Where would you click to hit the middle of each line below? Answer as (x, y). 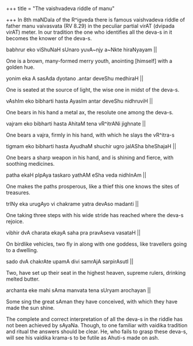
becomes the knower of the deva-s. (49, 38)
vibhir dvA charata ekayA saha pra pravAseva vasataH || (73, 233)
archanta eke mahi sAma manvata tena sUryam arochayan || (78, 290)
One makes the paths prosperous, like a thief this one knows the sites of (93, 186)
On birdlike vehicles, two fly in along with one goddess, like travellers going (96, 244)
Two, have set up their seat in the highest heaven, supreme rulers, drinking (96, 273)
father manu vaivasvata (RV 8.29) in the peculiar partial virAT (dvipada (90, 26)
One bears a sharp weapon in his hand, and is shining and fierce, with (90, 158)
